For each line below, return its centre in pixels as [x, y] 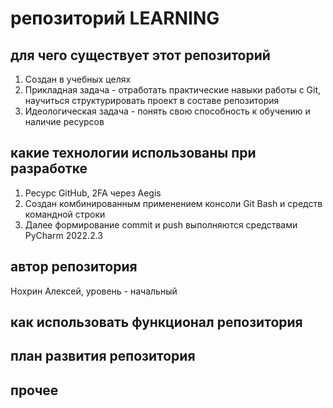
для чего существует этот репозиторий [140, 55]
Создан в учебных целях [78, 79]
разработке [49, 168]
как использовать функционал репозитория [156, 322]
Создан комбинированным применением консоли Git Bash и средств [173, 203]
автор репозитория [74, 267]
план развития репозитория [103, 356]
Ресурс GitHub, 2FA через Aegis [93, 193]
